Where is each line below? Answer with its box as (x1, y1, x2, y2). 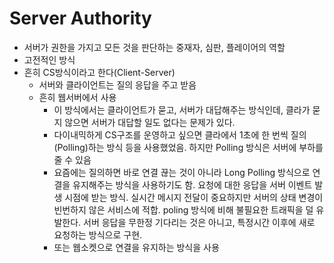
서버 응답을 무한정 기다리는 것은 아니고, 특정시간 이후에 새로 (83, 216, 316, 228)
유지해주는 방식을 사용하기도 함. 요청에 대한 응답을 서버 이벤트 (72, 178, 313, 191)
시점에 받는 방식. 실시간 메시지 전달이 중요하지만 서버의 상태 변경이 (64, 191, 324, 203)
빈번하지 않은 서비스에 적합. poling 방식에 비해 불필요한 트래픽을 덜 (53, 203, 314, 216)
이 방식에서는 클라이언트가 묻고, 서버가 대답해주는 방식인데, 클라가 (53, 103, 311, 116)
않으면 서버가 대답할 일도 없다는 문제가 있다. (64, 116, 236, 128)
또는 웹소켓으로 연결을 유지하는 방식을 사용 (53, 241, 220, 253)
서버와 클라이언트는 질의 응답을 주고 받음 (38, 78, 197, 91)
